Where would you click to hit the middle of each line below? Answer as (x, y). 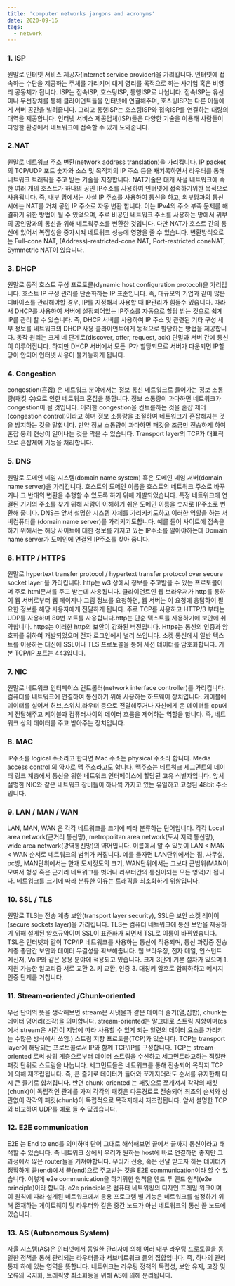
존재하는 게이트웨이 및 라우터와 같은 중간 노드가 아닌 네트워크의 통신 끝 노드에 (120, 1205)
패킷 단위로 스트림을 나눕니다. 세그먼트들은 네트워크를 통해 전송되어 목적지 (108, 1065)
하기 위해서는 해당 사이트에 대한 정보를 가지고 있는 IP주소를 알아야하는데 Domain (117, 530)
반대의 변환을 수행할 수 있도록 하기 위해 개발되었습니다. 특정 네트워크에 (124, 495)
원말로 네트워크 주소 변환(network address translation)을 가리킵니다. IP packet (117, 162)
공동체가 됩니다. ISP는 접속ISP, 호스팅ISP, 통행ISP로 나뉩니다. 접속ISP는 (113, 91)
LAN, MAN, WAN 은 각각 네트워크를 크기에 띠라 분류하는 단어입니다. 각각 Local (116, 828)
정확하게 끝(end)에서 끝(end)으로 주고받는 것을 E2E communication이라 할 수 (114, 1170)
